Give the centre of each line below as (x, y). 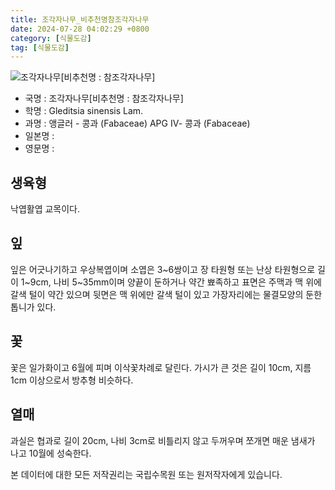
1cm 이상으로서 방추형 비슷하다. (72, 380)
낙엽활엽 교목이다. (45, 209)
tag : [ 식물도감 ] (40, 47)
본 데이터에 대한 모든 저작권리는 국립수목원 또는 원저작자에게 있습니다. (146, 474)
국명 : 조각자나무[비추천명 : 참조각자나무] (104, 98)
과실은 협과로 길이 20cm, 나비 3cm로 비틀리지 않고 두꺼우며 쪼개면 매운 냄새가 (163, 440)
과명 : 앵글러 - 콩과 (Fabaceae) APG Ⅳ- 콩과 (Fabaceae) (137, 123)
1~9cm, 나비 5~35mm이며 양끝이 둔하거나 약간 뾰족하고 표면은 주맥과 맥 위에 (171, 282)
